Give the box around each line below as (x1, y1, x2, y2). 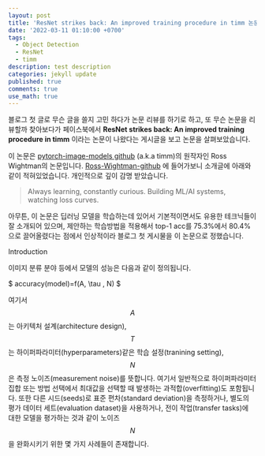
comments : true (8, 84, 58, 93)
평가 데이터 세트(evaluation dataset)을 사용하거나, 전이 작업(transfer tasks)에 (8, 403, 249, 413)
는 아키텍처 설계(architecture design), (8, 321, 127, 331)
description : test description (8, 63, 111, 71)
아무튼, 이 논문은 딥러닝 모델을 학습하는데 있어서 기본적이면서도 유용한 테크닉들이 (8, 211, 257, 221)
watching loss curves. (27, 195, 99, 205)
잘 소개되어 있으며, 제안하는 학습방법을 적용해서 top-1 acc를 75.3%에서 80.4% (8, 222, 251, 231)
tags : (8, 33, 26, 42)
